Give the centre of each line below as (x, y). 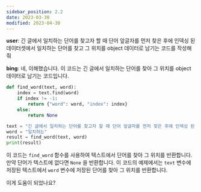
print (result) (24, 143)
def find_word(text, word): (42, 88)
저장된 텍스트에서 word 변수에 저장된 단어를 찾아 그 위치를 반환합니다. (87, 170)
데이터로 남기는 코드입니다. (38, 76)
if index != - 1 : (38, 99)
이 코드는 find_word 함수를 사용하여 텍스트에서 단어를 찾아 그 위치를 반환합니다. (99, 155)
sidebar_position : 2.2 (35, 12)
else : (24, 109)
